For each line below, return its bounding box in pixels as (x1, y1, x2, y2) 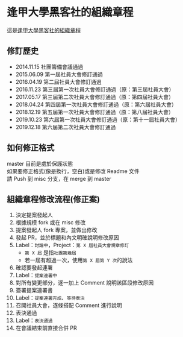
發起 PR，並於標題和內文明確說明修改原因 (15, 234, 119, 241)
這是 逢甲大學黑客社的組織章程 (7, 27, 81, 34)
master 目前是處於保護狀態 (7, 160, 73, 167)
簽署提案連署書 (15, 287, 53, 294)
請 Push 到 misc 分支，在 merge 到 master (7, 175, 112, 182)
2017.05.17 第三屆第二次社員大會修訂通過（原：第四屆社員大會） (15, 93, 174, 100)
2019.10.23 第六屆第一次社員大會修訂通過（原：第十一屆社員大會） (15, 116, 181, 123)
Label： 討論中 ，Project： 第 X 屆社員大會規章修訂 (15, 242, 129, 249)
